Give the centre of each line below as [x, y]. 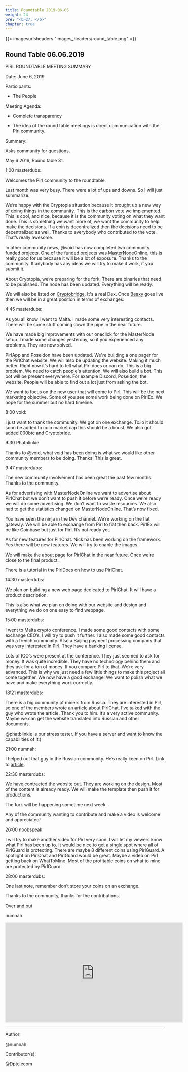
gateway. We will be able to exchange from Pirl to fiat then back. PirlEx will [83, 524]
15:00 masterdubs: [25, 620]
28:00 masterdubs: [25, 876]
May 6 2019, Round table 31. [35, 161]
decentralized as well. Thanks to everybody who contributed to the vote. [81, 232]
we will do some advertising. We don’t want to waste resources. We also [81, 504]
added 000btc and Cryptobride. [39, 433]
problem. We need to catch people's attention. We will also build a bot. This [84, 371]
